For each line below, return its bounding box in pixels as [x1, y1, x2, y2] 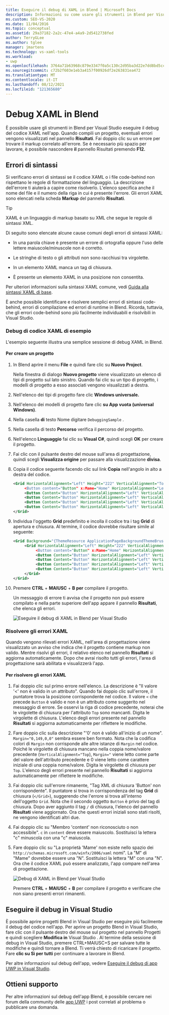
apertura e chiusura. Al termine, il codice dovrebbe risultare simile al [13, 523, 154, 530]
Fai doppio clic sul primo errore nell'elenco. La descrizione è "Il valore [13, 683, 157, 689]
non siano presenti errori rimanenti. [13, 891, 86, 897]
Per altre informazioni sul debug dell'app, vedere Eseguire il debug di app [6, 960, 157, 966]
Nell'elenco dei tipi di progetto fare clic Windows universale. [13, 392, 139, 398]
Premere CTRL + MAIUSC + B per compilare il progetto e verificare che [13, 885, 161, 892]
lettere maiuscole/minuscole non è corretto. [13, 245, 103, 251]
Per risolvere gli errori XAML [6, 672, 67, 678]
